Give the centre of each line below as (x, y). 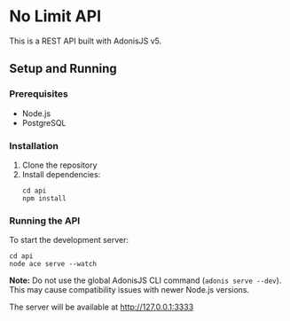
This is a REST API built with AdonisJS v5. (86, 41)
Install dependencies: (61, 174)
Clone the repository (59, 165)
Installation (34, 145)
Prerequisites (39, 94)
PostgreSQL (44, 122)
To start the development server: (69, 240)
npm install (44, 198)
